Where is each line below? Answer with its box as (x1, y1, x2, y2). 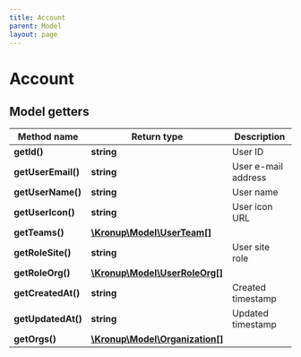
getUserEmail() (13, 166, 81, 178)
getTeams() (13, 226, 64, 239)
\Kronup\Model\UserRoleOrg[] (90, 266, 224, 279)
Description (234, 131, 286, 144)
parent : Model (9, 22, 63, 30)
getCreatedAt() (13, 287, 81, 300)
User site (232, 241, 271, 254)
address (232, 171, 267, 184)
